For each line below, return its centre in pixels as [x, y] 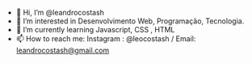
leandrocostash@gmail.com [63, 50]
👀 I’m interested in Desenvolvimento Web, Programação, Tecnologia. [130, 21]
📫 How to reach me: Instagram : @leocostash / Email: [106, 39]
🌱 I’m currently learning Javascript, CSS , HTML [95, 29]
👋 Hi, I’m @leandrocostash [60, 13]
